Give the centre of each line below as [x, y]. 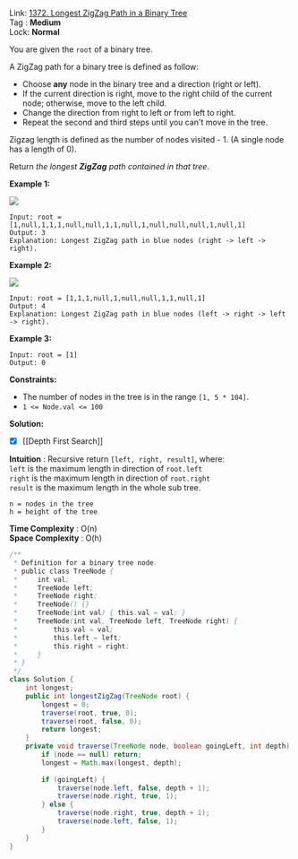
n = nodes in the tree [51, 504]
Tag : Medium [35, 22]
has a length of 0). [43, 149]
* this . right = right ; [71, 646]
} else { [58, 805]
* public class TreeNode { [64, 571]
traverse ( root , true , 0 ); [90, 713]
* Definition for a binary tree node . [85, 563]
